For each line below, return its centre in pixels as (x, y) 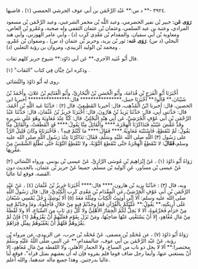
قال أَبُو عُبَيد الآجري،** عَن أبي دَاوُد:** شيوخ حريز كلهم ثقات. (72, 58)
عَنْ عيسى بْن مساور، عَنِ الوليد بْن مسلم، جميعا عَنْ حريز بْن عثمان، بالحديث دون (94, 167)
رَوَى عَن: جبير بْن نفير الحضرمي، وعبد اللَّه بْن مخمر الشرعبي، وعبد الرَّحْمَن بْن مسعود (99, 22)
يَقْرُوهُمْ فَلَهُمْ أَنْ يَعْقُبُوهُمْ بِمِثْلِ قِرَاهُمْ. (46, 223)
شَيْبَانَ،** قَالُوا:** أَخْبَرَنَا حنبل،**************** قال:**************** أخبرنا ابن (96, 99)
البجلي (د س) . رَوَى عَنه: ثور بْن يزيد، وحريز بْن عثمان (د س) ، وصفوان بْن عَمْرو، (92, 41)
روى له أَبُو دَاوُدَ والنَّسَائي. (33, 81)
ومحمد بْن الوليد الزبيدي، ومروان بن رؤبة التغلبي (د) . (64, 47)
